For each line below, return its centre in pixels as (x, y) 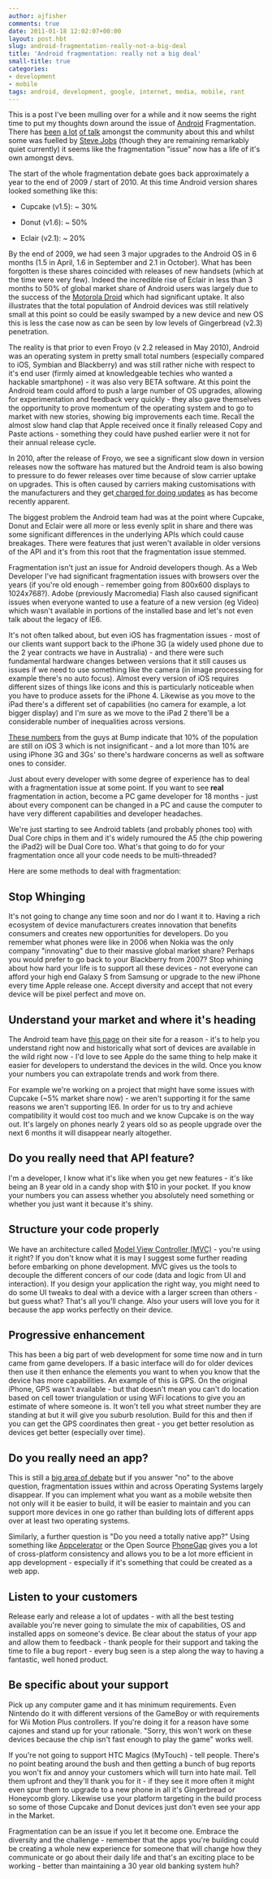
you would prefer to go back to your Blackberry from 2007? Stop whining (131, 960)
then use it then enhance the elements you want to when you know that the (134, 1372)
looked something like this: (53, 191)
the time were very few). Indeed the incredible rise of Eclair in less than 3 (131, 280)
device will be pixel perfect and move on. (77, 994)
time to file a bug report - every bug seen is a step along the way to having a (136, 1651)
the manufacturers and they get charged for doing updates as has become (133, 493)
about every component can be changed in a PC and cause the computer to (135, 805)
